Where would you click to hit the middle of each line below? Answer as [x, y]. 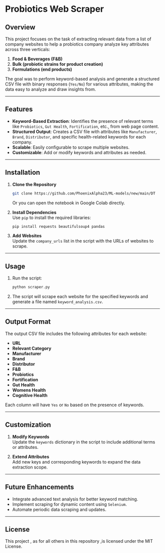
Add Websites [27, 236]
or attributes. [25, 447]
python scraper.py [31, 287]
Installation [23, 173]
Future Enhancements [40, 487]
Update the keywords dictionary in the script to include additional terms [84, 442]
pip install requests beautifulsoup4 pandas [58, 226]
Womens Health [29, 390]
